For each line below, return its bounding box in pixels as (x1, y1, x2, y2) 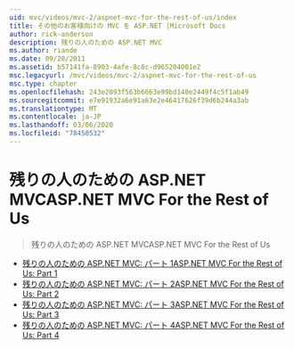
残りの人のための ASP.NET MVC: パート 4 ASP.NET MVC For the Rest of (21, 320, 285, 330)
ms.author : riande (9, 46, 78, 55)
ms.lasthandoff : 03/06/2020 (9, 121, 114, 130)
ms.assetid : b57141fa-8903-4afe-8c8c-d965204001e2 (9, 63, 201, 72)
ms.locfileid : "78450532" (9, 129, 105, 138)
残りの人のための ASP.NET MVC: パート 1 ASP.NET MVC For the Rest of (21, 257, 283, 268)
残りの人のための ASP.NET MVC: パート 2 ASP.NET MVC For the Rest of (21, 278, 285, 289)
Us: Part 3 (21, 309, 60, 320)
